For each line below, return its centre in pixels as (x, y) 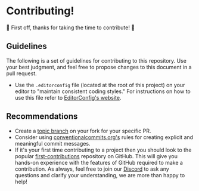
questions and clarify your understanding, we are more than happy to (100, 175)
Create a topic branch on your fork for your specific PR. (83, 131)
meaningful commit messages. (52, 143)
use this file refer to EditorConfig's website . (68, 97)
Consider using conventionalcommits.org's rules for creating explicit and (104, 137)
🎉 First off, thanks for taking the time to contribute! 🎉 (71, 27)
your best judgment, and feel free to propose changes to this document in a (99, 67)
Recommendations (42, 117)
